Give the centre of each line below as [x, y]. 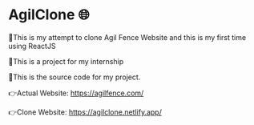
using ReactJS [32, 46]
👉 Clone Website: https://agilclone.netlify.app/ [85, 112]
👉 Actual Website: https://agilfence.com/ [76, 93]
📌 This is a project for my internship [66, 61]
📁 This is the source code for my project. [75, 77]
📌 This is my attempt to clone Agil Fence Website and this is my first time [127, 37]
